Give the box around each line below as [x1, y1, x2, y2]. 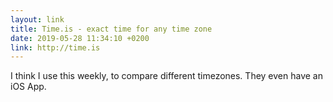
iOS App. [10, 81, 47, 93]
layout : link [10, 14, 65, 25]
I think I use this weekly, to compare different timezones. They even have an [10, 70, 323, 82]
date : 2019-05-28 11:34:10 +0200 [10, 33, 150, 43]
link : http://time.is [10, 42, 101, 53]
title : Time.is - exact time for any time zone [10, 24, 213, 34]
